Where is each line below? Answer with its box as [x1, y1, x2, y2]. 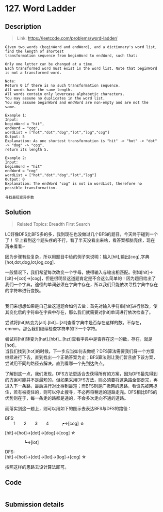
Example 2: [5, 156, 27, 160]
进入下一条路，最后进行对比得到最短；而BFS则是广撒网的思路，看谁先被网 [5, 383, 154, 389]
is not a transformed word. [5, 70, 62, 75]
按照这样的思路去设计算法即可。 [5, 464, 69, 470]
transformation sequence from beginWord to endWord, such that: [5, 53, 138, 58]
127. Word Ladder [5, 3, 76, 14]
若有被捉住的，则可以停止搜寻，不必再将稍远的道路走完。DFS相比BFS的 [13, 389, 158, 395]
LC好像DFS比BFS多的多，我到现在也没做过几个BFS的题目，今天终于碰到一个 [5, 231, 158, 237]
